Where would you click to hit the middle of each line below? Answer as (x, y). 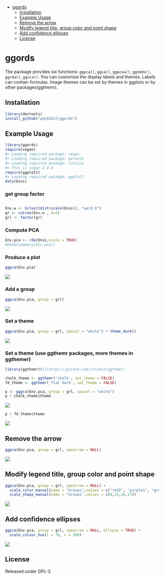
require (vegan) (20, 150)
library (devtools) (24, 114)
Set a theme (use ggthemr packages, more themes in (69, 353)
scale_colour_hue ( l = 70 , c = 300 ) (46, 535)
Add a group (20, 289)
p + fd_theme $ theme (25, 414)
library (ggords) (21, 145)
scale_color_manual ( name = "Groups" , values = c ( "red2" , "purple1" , (80, 490)
